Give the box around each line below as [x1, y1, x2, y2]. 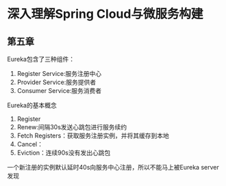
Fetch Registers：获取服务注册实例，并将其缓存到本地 [16, 131, 169, 139]
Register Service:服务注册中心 [16, 70, 102, 77]
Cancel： [16, 140, 43, 148]
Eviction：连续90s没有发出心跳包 [16, 148, 111, 157]
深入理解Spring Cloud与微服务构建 [7, 6, 203, 22]
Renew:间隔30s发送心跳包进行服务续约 [16, 123, 127, 131]
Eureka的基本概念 [7, 101, 57, 109]
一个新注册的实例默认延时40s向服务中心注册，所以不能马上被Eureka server [7, 163, 219, 171]
